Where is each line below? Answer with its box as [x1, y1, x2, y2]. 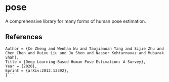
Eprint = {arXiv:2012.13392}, [5, 68, 69, 73]
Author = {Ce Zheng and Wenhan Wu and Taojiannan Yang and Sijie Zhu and [5, 46, 164, 51]
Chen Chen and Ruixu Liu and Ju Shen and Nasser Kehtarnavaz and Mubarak [5, 50, 164, 55]
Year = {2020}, [5, 63, 37, 69]
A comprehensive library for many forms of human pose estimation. [5, 18, 146, 24]
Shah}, [5, 55, 19, 60]
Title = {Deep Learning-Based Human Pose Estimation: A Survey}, [5, 59, 146, 64]
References [5, 33, 43, 41]
